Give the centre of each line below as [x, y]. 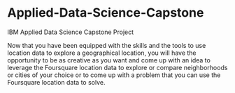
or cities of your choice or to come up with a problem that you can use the [114, 75]
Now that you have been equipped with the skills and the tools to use [107, 45]
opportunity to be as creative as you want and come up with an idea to [109, 60]
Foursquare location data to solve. [56, 82]
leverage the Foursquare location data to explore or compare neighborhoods [117, 67]
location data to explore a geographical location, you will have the [102, 53]
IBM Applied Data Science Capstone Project [71, 32]
